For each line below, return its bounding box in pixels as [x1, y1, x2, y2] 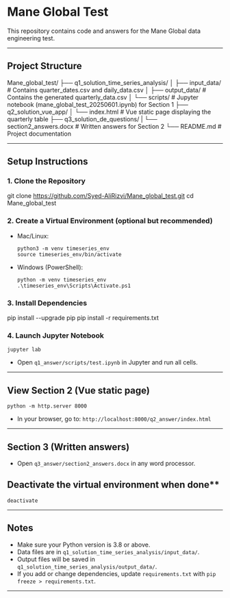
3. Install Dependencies [7, 298, 88, 308]
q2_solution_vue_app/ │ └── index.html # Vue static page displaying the [7, 108, 212, 116]
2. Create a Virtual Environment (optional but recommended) [7, 216, 214, 226]
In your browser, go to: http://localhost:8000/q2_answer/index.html [16, 415, 212, 423]
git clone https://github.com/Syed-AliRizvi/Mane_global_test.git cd [7, 192, 194, 200]
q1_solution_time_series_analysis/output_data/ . [16, 562, 157, 571]
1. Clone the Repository [7, 176, 86, 186]
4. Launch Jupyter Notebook [7, 330, 105, 340]
